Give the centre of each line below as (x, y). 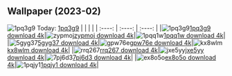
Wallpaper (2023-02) (54, 11)
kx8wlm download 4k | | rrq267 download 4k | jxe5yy (106, 50)
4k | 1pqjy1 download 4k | (53, 64)
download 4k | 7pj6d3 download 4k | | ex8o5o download (112, 57)
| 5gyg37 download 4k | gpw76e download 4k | (100, 42)
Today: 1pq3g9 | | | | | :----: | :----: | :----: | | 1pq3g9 (124, 28)
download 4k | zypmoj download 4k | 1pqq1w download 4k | (116, 35)
